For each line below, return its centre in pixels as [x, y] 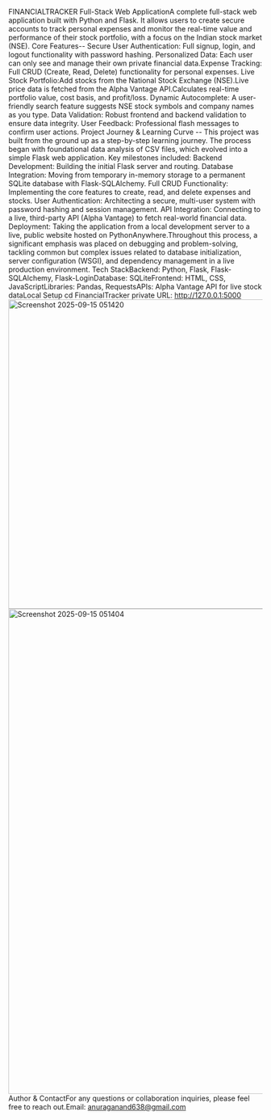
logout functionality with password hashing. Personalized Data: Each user [131, 55]
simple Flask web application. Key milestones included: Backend [115, 158]
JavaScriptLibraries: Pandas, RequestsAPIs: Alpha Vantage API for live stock [135, 287]
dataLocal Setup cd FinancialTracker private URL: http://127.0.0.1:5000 [125, 295]
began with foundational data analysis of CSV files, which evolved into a [128, 149]
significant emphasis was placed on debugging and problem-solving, [123, 243]
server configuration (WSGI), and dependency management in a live [122, 261]
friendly [21, 106]
